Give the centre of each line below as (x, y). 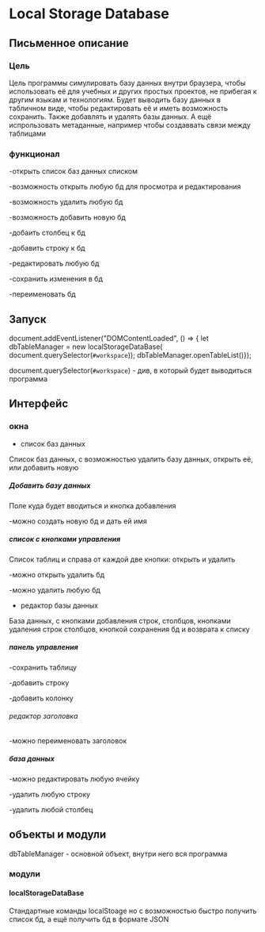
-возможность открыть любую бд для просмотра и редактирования (125, 186)
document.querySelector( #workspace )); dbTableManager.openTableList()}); (130, 355)
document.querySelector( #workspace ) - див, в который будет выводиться (131, 370)
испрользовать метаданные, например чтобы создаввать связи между (130, 125)
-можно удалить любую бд (55, 590)
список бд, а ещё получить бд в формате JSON (89, 919)
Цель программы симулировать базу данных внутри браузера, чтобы (127, 82)
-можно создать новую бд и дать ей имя (78, 521)
